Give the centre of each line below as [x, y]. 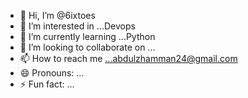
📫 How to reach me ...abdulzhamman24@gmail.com [128, 58]
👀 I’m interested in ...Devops [77, 26]
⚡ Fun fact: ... [47, 84]
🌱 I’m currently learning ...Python [87, 36]
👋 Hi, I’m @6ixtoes [57, 15]
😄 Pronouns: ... [52, 73]
